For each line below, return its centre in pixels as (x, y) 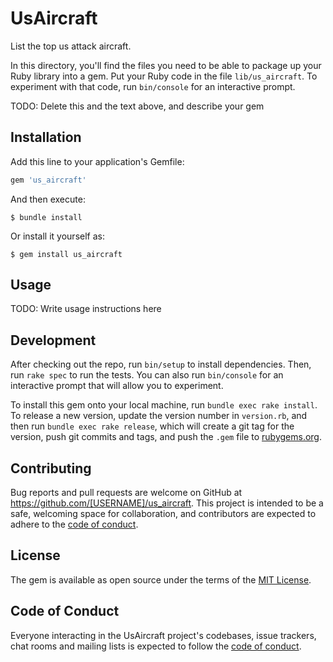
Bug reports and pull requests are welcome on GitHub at (126, 493)
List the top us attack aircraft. (71, 46)
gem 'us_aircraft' (48, 180)
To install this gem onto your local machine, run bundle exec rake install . (164, 405)
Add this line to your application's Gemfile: (97, 161)
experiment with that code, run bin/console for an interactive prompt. (153, 86)
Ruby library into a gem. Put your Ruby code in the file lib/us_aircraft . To (164, 76)
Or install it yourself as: (57, 236)
